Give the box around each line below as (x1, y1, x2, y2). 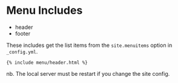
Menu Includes (6, 4, 83, 17)
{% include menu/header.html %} (6, 60, 88, 66)
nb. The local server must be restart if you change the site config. (6, 70, 170, 77)
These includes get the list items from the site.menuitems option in (6, 41, 173, 49)
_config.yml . (6, 48, 38, 55)
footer (15, 29, 31, 37)
